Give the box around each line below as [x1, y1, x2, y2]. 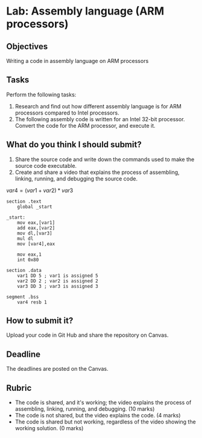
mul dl [17, 235, 34, 242]
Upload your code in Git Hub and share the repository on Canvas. [6, 331, 169, 339]
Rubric [6, 383, 32, 393]
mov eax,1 [17, 251, 42, 257]
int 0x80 [17, 256, 39, 263]
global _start [17, 204, 52, 210]
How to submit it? [6, 316, 74, 326]
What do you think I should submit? [6, 139, 142, 150]
